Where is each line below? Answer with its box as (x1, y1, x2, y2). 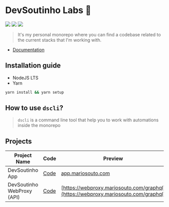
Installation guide (5, 61, 61, 70)
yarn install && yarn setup (5, 90, 64, 95)
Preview (103, 155, 123, 162)
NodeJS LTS (12, 75, 39, 81)
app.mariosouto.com (61, 170, 110, 177)
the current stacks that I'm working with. (17, 37, 102, 43)
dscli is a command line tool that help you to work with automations (17, 117, 159, 123)
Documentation (12, 46, 45, 52)
